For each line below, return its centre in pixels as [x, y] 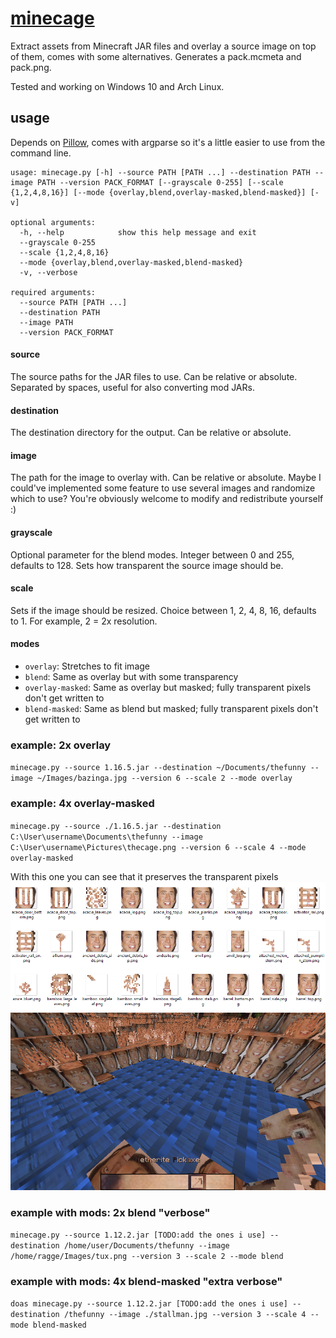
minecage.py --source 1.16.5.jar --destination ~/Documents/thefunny [158, 768]
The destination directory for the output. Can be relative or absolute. [151, 433]
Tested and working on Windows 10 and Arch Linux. [117, 86]
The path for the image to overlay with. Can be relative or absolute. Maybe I [166, 478]
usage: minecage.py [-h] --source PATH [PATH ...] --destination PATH [160, 172]
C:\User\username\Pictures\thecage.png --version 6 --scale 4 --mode [158, 847]
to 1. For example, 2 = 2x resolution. [84, 621]
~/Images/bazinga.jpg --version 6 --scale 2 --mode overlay [164, 778]
